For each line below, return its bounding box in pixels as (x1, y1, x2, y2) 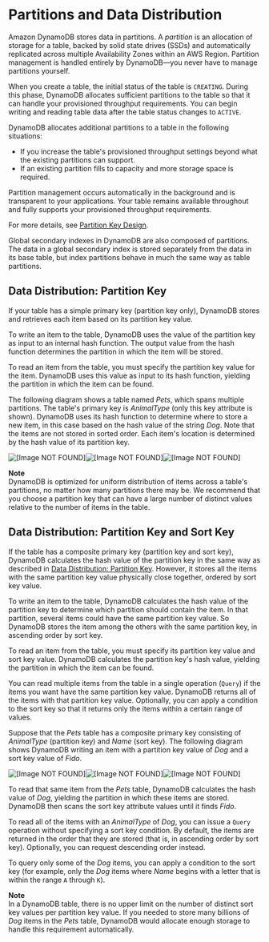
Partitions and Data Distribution (8, 6, 223, 24)
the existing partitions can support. (19, 154, 136, 165)
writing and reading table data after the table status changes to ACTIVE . (8, 106, 242, 117)
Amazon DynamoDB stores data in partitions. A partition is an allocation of (8, 32, 254, 42)
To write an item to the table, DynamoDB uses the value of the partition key (8, 330, 256, 339)
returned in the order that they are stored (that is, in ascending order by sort (8, 834, 259, 844)
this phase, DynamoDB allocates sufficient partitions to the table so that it (8, 90, 251, 99)
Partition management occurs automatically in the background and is (8, 187, 236, 197)
